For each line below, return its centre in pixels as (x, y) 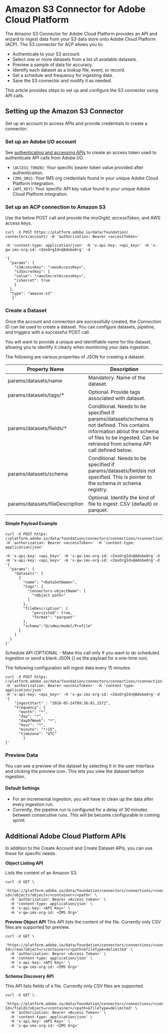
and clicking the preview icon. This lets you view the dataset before (74, 771)
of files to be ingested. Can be (123, 437)
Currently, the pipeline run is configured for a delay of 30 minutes (80, 810)
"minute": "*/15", (37, 729)
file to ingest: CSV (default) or (123, 503)
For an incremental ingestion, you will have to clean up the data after (83, 799)
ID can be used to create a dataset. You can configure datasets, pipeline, (80, 326)
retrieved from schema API (120, 443)
